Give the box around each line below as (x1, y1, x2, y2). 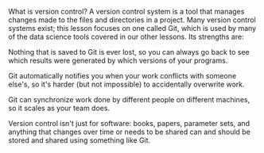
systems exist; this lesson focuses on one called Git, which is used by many (8, 24, 257, 33)
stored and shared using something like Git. (8, 136, 151, 145)
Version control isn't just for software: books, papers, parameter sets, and (8, 119, 250, 128)
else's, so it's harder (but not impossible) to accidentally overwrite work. (8, 79, 245, 89)
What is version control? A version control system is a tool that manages (8, 7, 245, 16)
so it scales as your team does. (8, 103, 110, 113)
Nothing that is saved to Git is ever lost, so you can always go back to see (8, 48, 250, 56)
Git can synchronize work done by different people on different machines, (8, 95, 250, 104)
